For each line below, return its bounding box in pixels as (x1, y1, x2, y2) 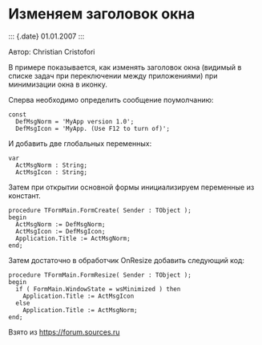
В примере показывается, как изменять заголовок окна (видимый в (8, 62, 242, 72)
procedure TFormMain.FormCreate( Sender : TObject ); (8, 206, 192, 214)
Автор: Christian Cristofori (8, 47, 95, 56)
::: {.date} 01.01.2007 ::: (8, 31, 85, 41)
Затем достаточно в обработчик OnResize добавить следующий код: (8, 255, 244, 265)
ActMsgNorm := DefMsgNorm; (15, 220, 106, 229)
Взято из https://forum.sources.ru (8, 327, 120, 337)
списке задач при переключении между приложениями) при (8, 71, 218, 80)
